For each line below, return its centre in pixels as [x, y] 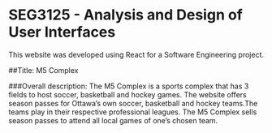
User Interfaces [62, 32]
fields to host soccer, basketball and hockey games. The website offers [127, 94]
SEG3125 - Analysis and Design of [126, 15]
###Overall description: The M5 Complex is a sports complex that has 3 [129, 86]
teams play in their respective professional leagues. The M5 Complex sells [133, 112]
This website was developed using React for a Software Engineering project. [136, 54]
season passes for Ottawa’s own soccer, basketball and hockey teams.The [133, 103]
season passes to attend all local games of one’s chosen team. [113, 120]
